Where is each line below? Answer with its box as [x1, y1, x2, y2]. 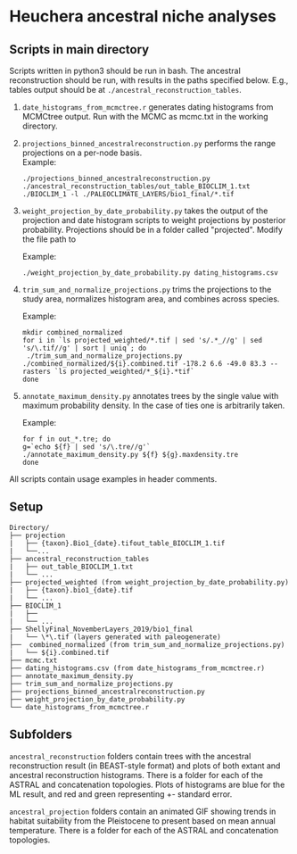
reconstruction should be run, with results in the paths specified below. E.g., [9, 75, 289, 86]
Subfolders [9, 727, 73, 742]
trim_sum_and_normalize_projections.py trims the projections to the [21, 284, 272, 294]
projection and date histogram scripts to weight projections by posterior [21, 215, 286, 225]
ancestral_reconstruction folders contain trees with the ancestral [9, 750, 252, 761]
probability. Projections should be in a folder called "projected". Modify [21, 225, 283, 235]
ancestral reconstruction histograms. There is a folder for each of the [9, 769, 263, 780]
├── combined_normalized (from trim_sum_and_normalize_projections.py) [9, 640, 285, 649]
